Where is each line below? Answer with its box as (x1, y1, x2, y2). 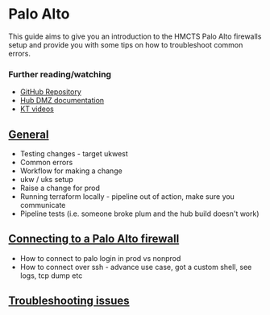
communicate (19, 201, 66, 210)
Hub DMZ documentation (19, 96, 105, 106)
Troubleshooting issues (8, 294, 131, 308)
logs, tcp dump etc (19, 271, 83, 280)
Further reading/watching (8, 68, 111, 80)
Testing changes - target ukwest (19, 149, 129, 159)
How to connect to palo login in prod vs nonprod (19, 253, 181, 263)
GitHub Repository (19, 87, 82, 97)
